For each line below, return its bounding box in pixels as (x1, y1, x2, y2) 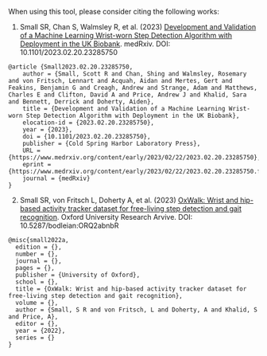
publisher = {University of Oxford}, (15, 271, 141, 279)
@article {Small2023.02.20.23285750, (8, 63, 133, 71)
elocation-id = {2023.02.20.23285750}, (22, 119, 155, 127)
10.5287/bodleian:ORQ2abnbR (19, 221, 119, 230)
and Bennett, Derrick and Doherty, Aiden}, (8, 98, 155, 106)
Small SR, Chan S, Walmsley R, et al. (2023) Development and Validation (19, 22, 257, 31)
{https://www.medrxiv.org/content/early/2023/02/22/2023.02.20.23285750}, (8, 154, 261, 162)
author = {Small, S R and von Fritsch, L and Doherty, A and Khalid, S (15, 306, 258, 314)
